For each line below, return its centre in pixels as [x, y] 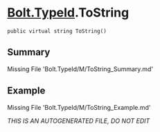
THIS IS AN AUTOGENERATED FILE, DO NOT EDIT [79, 121]
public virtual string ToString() [57, 31]
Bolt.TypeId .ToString [68, 13]
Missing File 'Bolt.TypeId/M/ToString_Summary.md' [80, 69]
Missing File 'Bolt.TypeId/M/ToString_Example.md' [79, 107]
